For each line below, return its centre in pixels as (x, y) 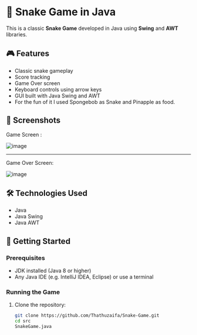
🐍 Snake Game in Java (61, 12)
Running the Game (33, 292)
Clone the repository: (40, 305)
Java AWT (27, 223)
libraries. (17, 34)
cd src (23, 321)
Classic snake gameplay (44, 70)
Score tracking (32, 77)
